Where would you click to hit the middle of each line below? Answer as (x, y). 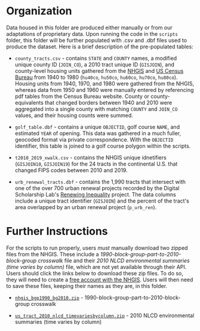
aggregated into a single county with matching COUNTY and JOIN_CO (96, 109)
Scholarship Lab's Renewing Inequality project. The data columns (95, 194)
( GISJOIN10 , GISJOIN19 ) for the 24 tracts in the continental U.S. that (96, 164)
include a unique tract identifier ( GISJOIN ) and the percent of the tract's (102, 201)
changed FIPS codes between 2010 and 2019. (71, 170)
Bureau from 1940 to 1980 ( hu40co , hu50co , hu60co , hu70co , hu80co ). (96, 77)
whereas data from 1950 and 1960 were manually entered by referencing (104, 90)
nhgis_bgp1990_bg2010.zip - (49, 298)
